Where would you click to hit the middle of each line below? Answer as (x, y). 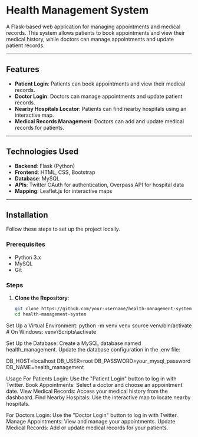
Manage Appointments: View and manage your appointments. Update (91, 421)
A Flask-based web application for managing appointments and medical (93, 27)
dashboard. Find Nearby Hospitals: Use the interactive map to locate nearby (98, 397)
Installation (27, 215)
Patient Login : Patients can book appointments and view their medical (100, 84)
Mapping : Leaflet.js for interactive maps (63, 191)
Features (23, 69)
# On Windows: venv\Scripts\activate (51, 331)
